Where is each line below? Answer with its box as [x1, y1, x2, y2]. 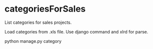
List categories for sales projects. [4, 19, 72, 25]
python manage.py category [4, 38, 62, 44]
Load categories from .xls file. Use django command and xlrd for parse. [4, 29, 149, 34]
